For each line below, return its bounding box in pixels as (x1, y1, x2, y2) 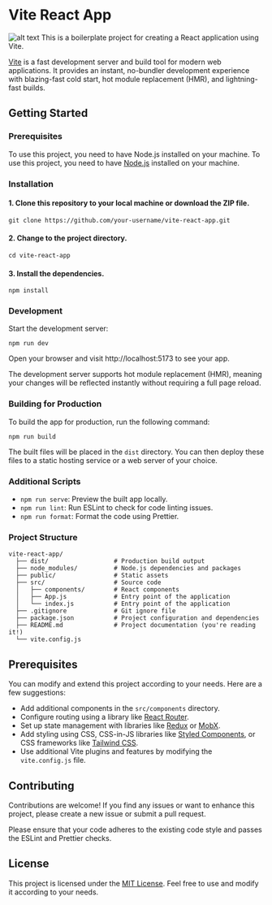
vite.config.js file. (19, 756, 87, 765)
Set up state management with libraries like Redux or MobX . (19, 721, 221, 730)
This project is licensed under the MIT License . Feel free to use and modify (8, 878, 259, 888)
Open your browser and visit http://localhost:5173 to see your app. (8, 353, 230, 363)
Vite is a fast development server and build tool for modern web (8, 57, 222, 67)
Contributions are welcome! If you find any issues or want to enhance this (8, 800, 255, 810)
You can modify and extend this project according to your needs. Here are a (8, 679, 262, 689)
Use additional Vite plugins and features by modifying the (19, 747, 213, 756)
